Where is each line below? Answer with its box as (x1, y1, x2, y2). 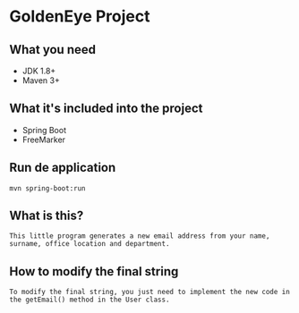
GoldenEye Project (9, 6, 150, 27)
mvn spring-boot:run (9, 183, 87, 193)
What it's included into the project (9, 101, 203, 116)
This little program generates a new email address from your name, (9, 232, 270, 241)
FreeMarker (21, 134, 65, 145)
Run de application (9, 160, 116, 175)
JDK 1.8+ (21, 65, 56, 76)
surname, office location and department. (9, 240, 170, 249)
